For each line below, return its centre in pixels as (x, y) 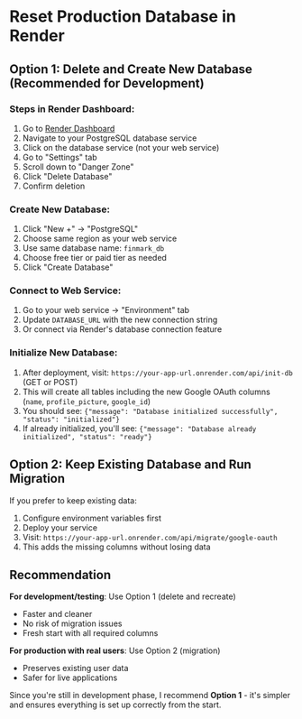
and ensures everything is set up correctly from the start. (115, 705)
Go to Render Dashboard (69, 128)
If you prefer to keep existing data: (73, 500)
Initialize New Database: (64, 353)
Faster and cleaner (57, 614)
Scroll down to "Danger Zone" (78, 166)
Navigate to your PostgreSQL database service (110, 138)
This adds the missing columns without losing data (116, 547)
